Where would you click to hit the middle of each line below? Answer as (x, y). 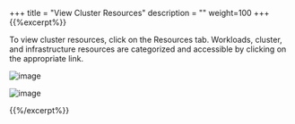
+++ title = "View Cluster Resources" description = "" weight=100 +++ (139, 13)
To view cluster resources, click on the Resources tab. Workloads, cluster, (146, 40)
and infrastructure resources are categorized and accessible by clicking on (148, 49)
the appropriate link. (46, 58)
